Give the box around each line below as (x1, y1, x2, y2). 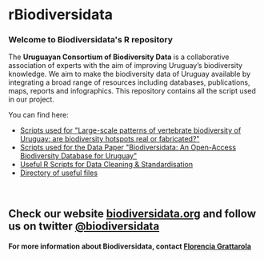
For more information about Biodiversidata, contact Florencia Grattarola (8, 241, 252, 251)
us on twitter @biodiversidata (8, 219, 160, 233)
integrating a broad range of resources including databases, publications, (8, 78, 250, 87)
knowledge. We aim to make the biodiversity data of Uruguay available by (8, 70, 251, 79)
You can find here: (8, 110, 70, 120)
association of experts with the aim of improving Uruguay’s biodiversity (8, 61, 242, 70)
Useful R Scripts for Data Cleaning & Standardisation (19, 160, 194, 169)
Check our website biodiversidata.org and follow (8, 206, 256, 221)
